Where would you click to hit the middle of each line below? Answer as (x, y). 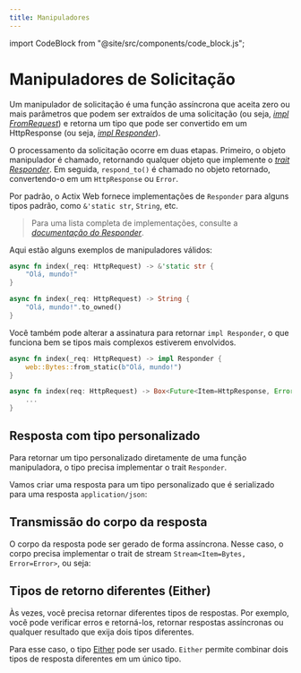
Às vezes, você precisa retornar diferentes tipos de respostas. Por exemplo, (149, 613)
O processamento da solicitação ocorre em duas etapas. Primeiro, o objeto (148, 150)
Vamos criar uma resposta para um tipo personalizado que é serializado (142, 484)
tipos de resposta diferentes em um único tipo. (95, 659)
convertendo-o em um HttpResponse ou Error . (94, 178)
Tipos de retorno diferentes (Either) (110, 591)
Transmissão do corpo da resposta (108, 522)
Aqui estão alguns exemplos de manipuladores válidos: (111, 250)
